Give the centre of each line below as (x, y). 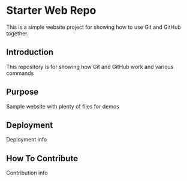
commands (20, 73)
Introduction (30, 52)
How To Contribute (42, 159)
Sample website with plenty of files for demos (63, 106)
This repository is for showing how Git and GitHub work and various (90, 67)
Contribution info (27, 173)
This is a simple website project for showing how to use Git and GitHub (93, 27)
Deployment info (27, 140)
